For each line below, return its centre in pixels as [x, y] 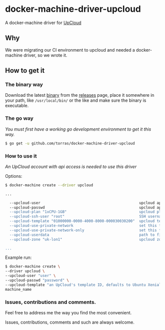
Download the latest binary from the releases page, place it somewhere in [80, 95]
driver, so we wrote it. [46, 55]
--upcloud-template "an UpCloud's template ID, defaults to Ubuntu [76, 285]
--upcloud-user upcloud [82, 203]
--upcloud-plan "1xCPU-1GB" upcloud [82, 212]
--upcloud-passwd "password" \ [37, 280]
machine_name [18, 289]
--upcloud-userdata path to [82, 235]
